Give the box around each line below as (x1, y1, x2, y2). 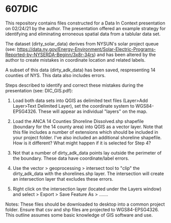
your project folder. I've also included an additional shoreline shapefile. (12, 134, 162, 140)
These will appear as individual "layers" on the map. (38, 108, 148, 114)
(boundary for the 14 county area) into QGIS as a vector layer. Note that (12, 123, 163, 130)
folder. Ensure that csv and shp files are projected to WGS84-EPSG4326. (5, 206, 159, 212)
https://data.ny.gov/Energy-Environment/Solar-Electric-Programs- (17, 46, 156, 52)
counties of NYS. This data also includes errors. (5, 72, 106, 78)
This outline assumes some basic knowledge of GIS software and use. (5, 212, 153, 218)
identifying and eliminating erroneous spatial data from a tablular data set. (5, 31, 161, 37)
